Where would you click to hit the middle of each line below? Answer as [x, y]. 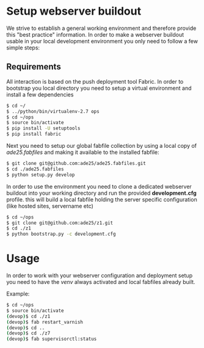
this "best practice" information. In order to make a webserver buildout [95, 34]
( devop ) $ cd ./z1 [28, 316]
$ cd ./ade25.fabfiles [35, 169]
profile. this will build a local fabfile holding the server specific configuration [102, 199]
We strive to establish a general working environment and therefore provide [101, 28]
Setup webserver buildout [74, 11]
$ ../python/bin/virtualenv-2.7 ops [53, 111]
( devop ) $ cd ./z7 [28, 333]
